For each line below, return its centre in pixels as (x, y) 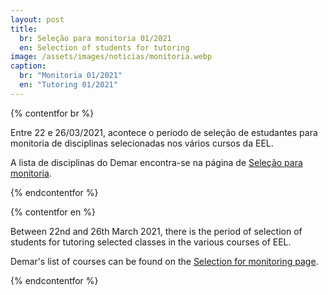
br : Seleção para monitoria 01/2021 (95, 38)
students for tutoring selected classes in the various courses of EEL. (151, 242)
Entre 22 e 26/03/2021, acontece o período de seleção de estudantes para (164, 132)
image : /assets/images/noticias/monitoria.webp (111, 57)
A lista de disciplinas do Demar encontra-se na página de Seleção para (156, 162)
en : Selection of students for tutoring (104, 47)
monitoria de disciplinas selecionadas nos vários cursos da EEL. (142, 143)
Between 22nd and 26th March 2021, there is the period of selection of (156, 231)
